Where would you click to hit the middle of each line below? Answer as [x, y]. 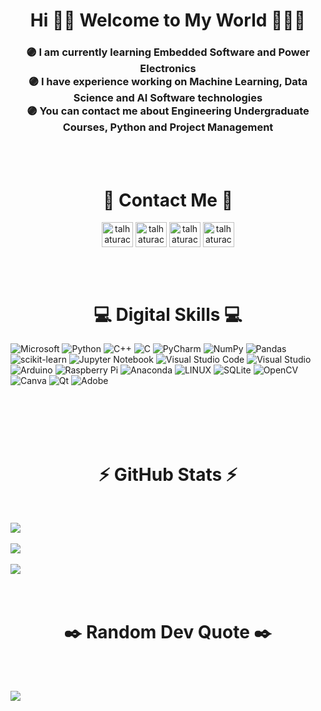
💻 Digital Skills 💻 [168, 314]
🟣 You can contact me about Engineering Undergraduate [168, 111]
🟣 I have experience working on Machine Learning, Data [168, 82]
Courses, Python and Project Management [168, 127]
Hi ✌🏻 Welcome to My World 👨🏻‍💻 [168, 20]
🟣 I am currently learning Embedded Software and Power [168, 52]
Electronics [168, 69]
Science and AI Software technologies [168, 98]
